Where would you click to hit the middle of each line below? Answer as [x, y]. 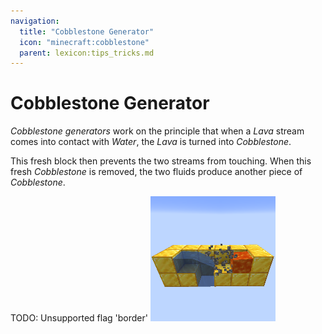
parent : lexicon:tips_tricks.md [87, 53]
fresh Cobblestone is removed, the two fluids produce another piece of [156, 172]
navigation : [35, 21]
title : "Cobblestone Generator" [87, 31]
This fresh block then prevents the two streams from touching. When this [161, 161]
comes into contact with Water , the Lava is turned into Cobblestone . [151, 142]
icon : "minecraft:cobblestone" [84, 42]
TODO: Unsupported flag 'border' [79, 318]
